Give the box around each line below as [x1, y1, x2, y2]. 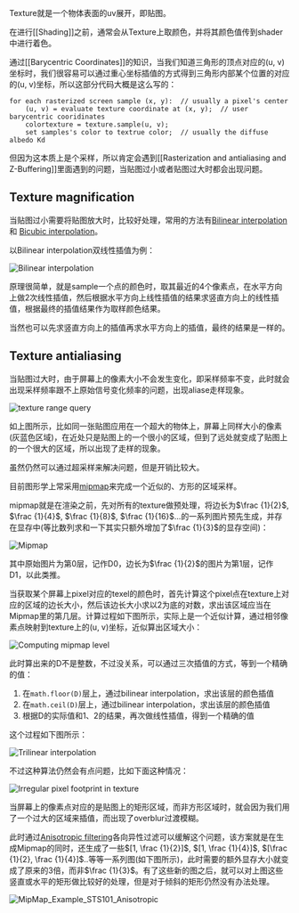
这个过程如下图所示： [9, 729, 87, 739]
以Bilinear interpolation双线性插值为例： [9, 244, 156, 256]
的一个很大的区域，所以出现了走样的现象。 [9, 443, 166, 453]
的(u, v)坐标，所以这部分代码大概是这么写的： [9, 79, 177, 89]
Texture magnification [9, 190, 135, 205]
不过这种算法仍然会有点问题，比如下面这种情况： [9, 765, 189, 776]
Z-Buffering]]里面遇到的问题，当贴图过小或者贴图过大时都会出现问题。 [9, 164, 268, 174]
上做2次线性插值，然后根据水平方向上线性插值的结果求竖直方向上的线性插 [9, 292, 279, 303]
